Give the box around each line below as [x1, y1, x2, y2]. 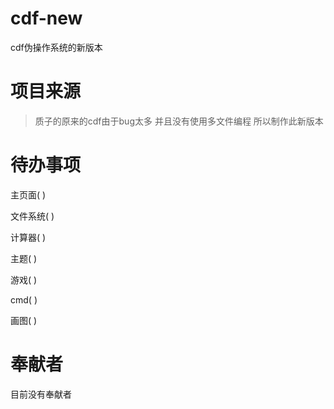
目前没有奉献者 [10, 388, 72, 400]
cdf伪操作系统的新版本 [10, 41, 103, 53]
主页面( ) [10, 188, 47, 201]
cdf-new [10, 7, 83, 30]
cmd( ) [10, 293, 38, 306]
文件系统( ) [10, 210, 55, 222]
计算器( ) [10, 231, 47, 243]
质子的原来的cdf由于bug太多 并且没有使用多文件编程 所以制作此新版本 [34, 115, 324, 127]
